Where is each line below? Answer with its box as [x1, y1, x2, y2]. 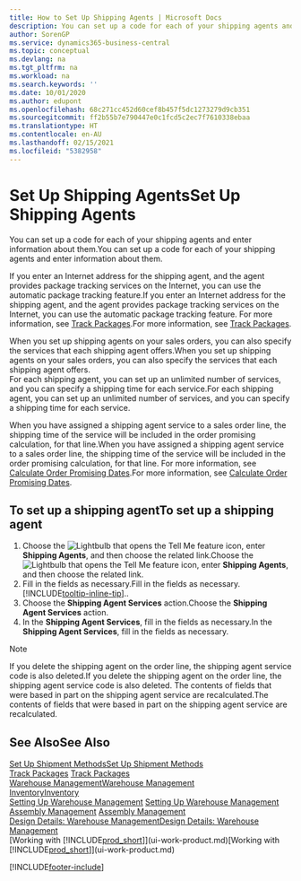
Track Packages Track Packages [9, 768, 130, 779]
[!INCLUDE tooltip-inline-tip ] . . [21, 589, 130, 599]
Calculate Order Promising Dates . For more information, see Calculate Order [9, 467, 288, 478]
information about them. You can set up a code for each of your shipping [9, 243, 276, 254]
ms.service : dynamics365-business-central [9, 38, 170, 48]
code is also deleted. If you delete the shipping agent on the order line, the [9, 670, 282, 682]
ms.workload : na [9, 72, 70, 81]
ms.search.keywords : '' [9, 80, 99, 89]
